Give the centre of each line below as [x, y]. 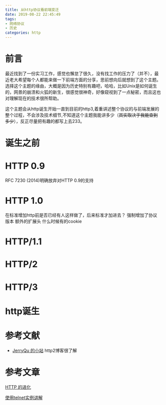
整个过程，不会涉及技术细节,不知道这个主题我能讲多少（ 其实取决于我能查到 [82, 115]
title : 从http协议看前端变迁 [32, 10]
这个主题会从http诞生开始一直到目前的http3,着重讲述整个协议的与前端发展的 [82, 109]
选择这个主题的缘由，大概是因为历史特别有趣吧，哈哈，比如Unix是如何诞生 [81, 86]
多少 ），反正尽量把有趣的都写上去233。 [45, 121]
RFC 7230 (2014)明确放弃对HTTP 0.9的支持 [49, 180]
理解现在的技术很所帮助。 [35, 98]
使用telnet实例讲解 [24, 398]
